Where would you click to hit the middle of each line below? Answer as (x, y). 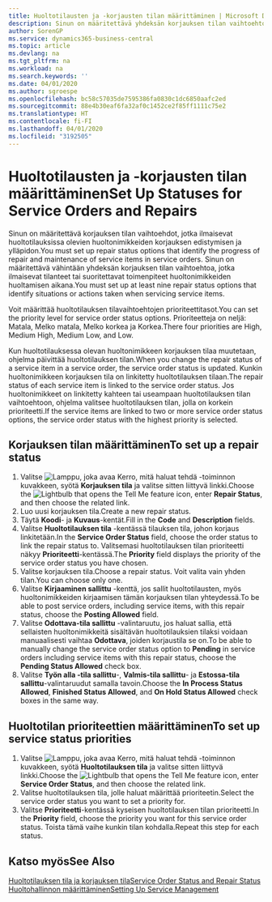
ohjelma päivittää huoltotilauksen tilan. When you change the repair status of (135, 359)
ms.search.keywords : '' (49, 76)
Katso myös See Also (62, 861)
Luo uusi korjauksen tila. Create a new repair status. (106, 512)
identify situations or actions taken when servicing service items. (117, 293)
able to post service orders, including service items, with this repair (132, 606)
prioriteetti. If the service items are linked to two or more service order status (136, 411)
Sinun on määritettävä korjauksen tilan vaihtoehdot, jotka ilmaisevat (121, 233)
